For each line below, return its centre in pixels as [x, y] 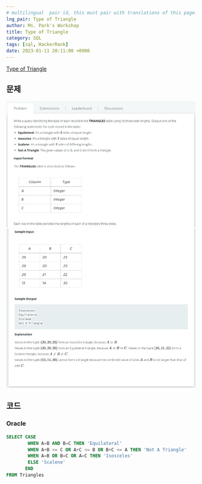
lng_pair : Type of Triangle [41, 19]
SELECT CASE [21, 437]
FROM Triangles [25, 475]
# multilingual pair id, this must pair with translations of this [94, 13]
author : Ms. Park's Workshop [43, 25]
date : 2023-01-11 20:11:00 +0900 [48, 51]
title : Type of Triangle [37, 32]
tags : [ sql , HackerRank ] [37, 45]
